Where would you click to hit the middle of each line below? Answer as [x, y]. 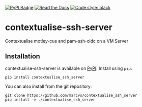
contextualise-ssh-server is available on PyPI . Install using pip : [69, 68]
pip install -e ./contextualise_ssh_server [50, 100]
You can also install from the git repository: [48, 86]
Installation [23, 56]
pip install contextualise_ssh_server [45, 77]
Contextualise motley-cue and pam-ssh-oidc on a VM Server [67, 41]
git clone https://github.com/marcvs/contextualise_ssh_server [71, 95]
